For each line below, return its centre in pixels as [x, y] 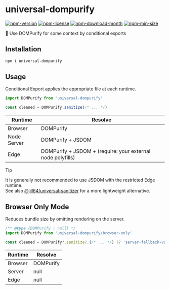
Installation [23, 49]
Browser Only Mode [37, 207]
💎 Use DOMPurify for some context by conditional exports [66, 33]
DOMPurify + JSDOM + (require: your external [96, 151]
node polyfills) [58, 157]
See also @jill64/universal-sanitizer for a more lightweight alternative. [78, 191]
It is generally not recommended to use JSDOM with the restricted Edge [80, 180]
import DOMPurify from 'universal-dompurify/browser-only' [69, 233]
